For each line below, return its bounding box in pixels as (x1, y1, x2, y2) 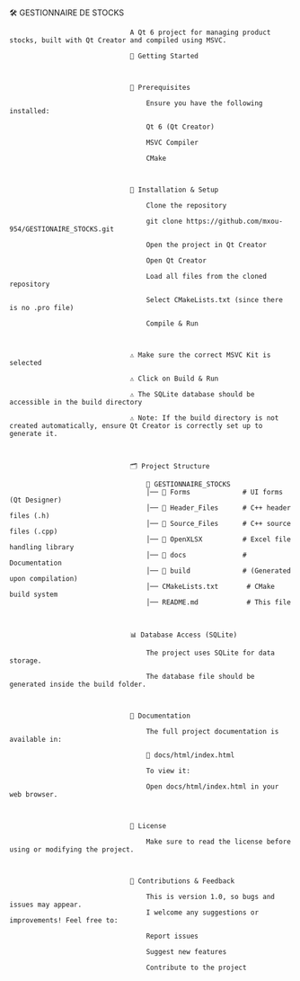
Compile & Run (146, 319, 199, 328)
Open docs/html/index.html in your (146, 782, 279, 791)
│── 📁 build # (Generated (146, 566, 292, 575)
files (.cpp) (9, 527, 58, 536)
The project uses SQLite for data (146, 648, 276, 657)
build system (9, 590, 58, 599)
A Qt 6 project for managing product (129, 28, 271, 37)
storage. (9, 656, 42, 665)
